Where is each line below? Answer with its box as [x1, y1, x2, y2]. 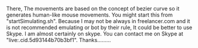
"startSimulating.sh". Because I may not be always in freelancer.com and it [6, 18, 190, 24]
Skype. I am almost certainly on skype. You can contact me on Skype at [6, 30, 184, 37]
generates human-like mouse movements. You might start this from [6, 11, 173, 18]
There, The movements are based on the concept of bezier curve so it [6, 5, 180, 12]
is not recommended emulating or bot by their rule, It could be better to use [6, 24, 193, 31]
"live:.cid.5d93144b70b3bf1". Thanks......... [6, 37, 111, 43]
